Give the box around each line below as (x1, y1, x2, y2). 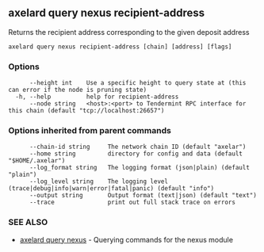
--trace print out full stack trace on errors (29, 198, 236, 207)
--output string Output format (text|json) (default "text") (29, 192, 258, 200)
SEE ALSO (8, 217, 48, 228)
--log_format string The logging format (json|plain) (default (29, 164, 250, 172)
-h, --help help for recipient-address (15, 93, 179, 101)
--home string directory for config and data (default (29, 150, 243, 158)
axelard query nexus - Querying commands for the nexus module (19, 235, 234, 244)
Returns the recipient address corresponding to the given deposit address (8, 27, 250, 36)
